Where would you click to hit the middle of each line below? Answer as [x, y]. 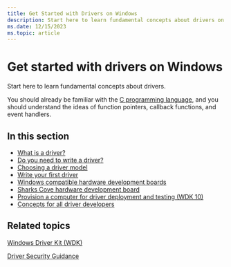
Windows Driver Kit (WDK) [45, 242]
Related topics [39, 226]
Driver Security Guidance [43, 256]
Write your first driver [48, 175]
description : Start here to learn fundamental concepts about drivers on [116, 20]
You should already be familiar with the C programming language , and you [113, 100]
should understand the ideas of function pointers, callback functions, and [112, 107]
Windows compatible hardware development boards [92, 182]
